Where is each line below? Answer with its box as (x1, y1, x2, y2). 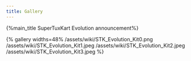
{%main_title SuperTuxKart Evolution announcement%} (6, 24, 139, 31)
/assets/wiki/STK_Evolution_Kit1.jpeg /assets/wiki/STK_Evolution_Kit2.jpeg (6, 42, 185, 49)
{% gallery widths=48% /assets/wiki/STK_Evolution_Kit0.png (6, 35, 153, 42)
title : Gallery (6, 8, 43, 15)
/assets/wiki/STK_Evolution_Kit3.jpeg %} (6, 48, 104, 55)
